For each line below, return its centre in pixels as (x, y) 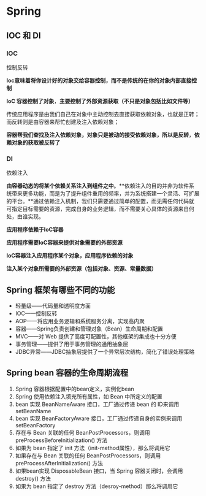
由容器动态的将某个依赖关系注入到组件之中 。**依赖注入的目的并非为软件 (98, 186)
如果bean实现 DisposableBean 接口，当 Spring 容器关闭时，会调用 (99, 471)
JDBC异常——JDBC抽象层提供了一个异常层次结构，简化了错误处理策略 (105, 351)
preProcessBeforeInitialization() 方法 (61, 440)
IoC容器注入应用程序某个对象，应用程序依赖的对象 (70, 256)
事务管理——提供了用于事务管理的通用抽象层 (72, 344)
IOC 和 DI (24, 35)
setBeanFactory (35, 425)
